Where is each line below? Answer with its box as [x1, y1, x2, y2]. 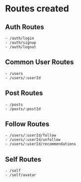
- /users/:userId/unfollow [5, 137, 61, 142]
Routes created [5, 3, 69, 14]
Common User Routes [5, 58, 74, 66]
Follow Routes [5, 120, 49, 128]
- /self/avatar [5, 173, 37, 178]
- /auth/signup [5, 40, 37, 45]
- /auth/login [5, 36, 35, 41]
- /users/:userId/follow [5, 133, 56, 138]
